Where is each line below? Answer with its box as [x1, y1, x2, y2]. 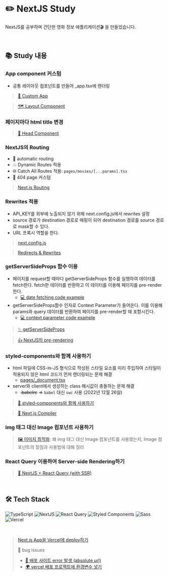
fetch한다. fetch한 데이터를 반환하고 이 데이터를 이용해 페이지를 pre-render [12, 282, 162, 288]
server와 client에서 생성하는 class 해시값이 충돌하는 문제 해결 [12, 383, 135, 389]
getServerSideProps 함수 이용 [5, 263, 78, 270]
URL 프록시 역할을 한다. [12, 229, 60, 236]
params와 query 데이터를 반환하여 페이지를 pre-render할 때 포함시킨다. [12, 309, 155, 315]
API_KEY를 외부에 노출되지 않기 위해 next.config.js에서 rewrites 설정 [12, 210, 150, 217]
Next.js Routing [17, 184, 50, 190]
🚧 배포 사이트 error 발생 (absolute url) [25, 557, 101, 563]
